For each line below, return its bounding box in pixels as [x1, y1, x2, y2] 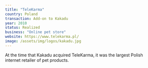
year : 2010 [5, 20, 27, 26]
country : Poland [5, 12, 38, 17]
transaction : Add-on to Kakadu [5, 16, 68, 21]
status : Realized [5, 25, 40, 30]
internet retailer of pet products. [5, 57, 69, 63]
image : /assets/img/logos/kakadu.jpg [5, 39, 82, 44]
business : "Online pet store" [5, 30, 66, 34]
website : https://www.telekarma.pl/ [5, 34, 79, 39]
